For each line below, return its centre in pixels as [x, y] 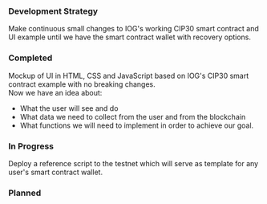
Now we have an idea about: [55, 92]
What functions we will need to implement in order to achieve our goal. [137, 125]
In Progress [31, 146]
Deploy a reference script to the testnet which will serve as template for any [133, 163]
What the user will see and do [69, 108]
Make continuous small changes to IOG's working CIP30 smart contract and [133, 29]
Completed [30, 58]
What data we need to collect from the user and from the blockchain [133, 116]
